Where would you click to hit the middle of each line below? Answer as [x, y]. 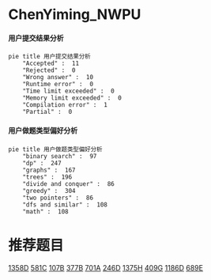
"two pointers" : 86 [58, 198]
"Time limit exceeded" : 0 [68, 91]
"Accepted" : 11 [51, 64]
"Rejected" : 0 [49, 70]
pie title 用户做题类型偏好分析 [55, 149]
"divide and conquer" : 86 [68, 184]
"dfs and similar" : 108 [65, 204]
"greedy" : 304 [49, 191]
